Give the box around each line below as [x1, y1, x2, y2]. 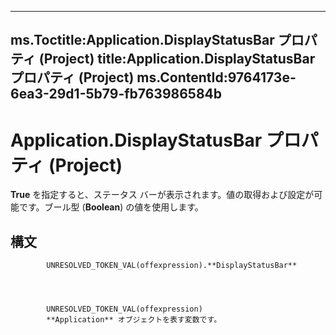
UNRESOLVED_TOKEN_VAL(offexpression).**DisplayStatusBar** [46, 261, 298, 271]
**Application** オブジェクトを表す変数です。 [46, 315, 222, 325]
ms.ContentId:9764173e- [136, 69, 297, 86]
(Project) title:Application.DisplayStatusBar [38, 51, 316, 68]
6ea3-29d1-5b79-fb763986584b [10, 86, 223, 103]
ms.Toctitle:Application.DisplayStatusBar [10, 32, 275, 49]
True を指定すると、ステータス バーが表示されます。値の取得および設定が [10, 189, 315, 201]
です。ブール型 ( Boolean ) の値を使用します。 [18, 201, 204, 213]
